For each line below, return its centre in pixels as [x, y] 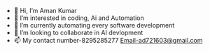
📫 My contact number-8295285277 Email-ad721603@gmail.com [108, 40]
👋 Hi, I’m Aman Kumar [45, 11]
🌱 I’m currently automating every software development [94, 25]
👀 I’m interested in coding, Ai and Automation [79, 18]
